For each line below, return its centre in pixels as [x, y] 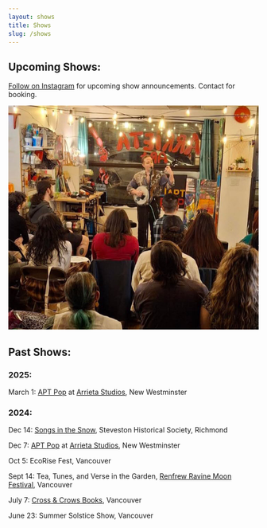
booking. [23, 95]
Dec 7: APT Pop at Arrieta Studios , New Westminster [94, 445]
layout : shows [32, 17]
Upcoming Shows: [55, 66]
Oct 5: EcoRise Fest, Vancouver [60, 461]
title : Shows [30, 25]
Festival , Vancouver [41, 485]
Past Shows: [40, 352]
